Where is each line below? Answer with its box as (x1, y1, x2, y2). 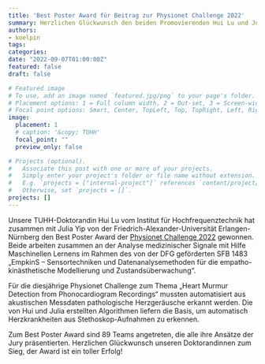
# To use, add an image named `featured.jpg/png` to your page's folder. (8, 91, 256, 99)
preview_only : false (15, 143, 83, 150)
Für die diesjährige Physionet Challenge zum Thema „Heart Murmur (8, 280, 229, 290)
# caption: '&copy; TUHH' (15, 128, 101, 136)
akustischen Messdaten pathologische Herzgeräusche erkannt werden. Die (8, 297, 253, 307)
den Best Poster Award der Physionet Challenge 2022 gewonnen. (40, 232, 254, 241)
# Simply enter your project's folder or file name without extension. (8, 172, 256, 180)
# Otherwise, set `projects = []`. (8, 187, 132, 195)
